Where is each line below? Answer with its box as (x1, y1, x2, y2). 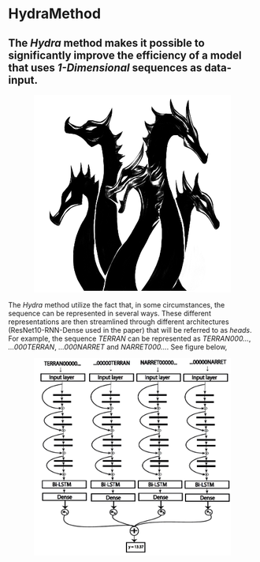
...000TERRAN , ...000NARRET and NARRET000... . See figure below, (8, 342, 228, 352)
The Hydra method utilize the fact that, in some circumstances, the (8, 300, 225, 309)
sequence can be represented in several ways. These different (8, 309, 211, 318)
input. (8, 73, 38, 87)
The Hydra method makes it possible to (8, 36, 205, 50)
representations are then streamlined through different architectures (8, 317, 230, 326)
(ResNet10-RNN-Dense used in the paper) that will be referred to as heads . (8, 326, 252, 334)
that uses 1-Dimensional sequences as (8, 61, 202, 74)
